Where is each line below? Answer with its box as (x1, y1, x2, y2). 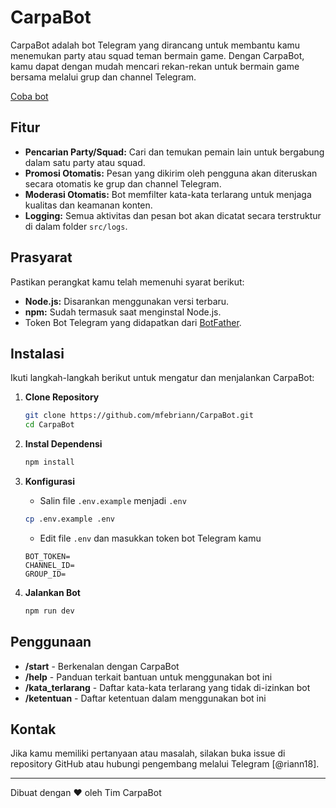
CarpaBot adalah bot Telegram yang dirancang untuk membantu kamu (10, 39, 301, 51)
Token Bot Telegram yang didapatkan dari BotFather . (24, 316, 242, 328)
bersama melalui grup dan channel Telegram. (10, 71, 197, 83)
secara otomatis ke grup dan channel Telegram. (24, 177, 222, 190)
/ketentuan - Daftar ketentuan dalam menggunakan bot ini (24, 692, 267, 704)
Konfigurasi (24, 476, 75, 487)
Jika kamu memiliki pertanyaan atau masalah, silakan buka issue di (10, 747, 286, 760)
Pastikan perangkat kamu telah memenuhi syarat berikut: (10, 276, 245, 288)
